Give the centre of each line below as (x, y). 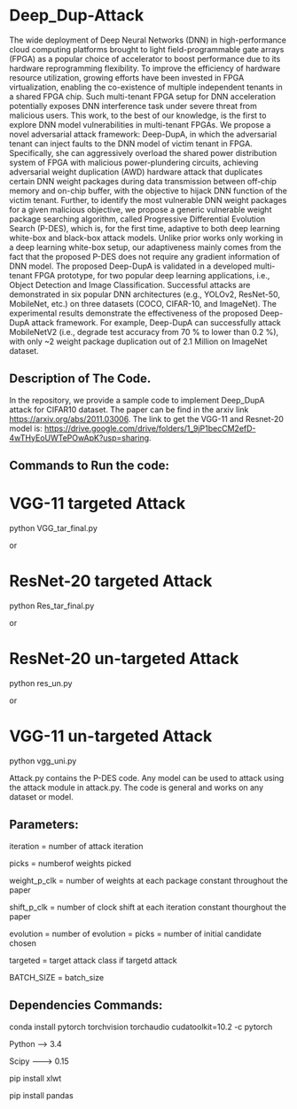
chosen (23, 943)
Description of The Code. (80, 379)
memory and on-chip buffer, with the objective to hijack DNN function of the (148, 191)
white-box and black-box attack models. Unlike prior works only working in (146, 238)
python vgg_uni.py (43, 761)
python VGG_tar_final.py (53, 528)
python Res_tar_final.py (52, 606)
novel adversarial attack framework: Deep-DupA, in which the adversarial (143, 134)
